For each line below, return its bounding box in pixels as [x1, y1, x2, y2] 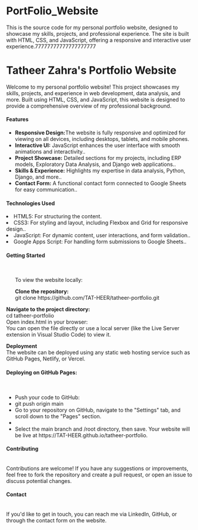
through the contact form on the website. [6, 517, 107, 524]
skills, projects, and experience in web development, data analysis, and [6, 89, 181, 96]
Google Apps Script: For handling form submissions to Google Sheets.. [14, 238, 187, 245]
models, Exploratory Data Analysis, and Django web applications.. [14, 161, 177, 168]
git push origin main [14, 400, 64, 407]
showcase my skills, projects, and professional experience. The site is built [6, 30, 189, 37]
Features [6, 116, 29, 123]
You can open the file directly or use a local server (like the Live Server [6, 325, 180, 332]
